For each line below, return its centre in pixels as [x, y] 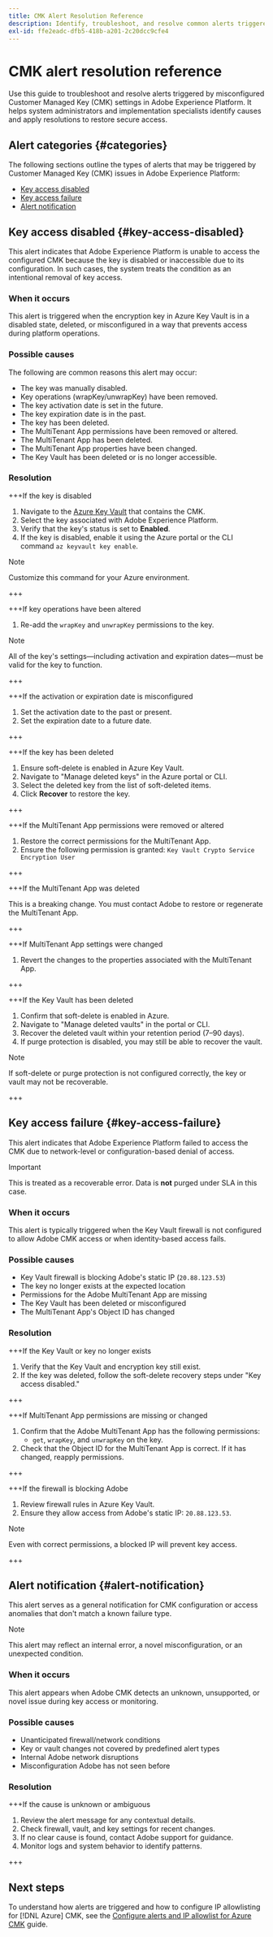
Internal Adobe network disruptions [80, 1757]
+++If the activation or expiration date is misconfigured [101, 696]
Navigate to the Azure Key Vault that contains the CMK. [113, 511]
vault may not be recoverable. [58, 1081]
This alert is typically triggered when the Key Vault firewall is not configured [135, 1230]
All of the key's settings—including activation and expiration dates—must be [136, 656]
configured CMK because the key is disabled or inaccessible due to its [126, 260]
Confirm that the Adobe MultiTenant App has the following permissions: [140, 1431]
